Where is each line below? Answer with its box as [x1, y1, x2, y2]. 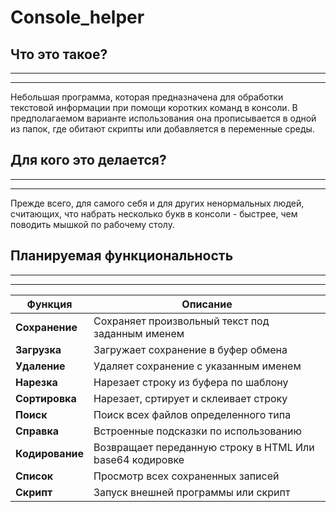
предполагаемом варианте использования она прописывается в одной [10, 112, 317, 124]
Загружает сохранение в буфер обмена [93, 342, 288, 356]
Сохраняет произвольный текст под [93, 314, 270, 328]
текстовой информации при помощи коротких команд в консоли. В [10, 102, 298, 113]
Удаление [15, 359, 66, 373]
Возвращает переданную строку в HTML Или [93, 440, 315, 454]
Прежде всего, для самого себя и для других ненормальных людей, [10, 197, 305, 209]
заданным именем [93, 326, 185, 340]
